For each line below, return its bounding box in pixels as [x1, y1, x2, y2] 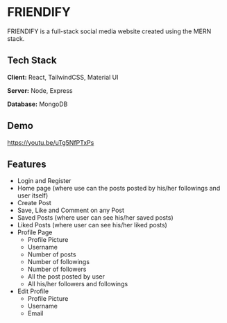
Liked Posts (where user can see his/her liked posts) [17, 221, 168, 229]
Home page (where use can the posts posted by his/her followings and [17, 184, 221, 193]
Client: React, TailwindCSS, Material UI [7, 73, 119, 81]
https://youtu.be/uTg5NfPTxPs [7, 138, 94, 146]
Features [7, 158, 47, 170]
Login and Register [17, 177, 72, 185]
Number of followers [27, 265, 87, 274]
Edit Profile [17, 287, 49, 295]
